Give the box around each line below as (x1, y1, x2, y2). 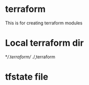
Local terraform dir (5, 37, 84, 49)
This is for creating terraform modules (5, 20, 83, 26)
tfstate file (5, 71, 48, 83)
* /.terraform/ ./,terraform (5, 54, 55, 60)
